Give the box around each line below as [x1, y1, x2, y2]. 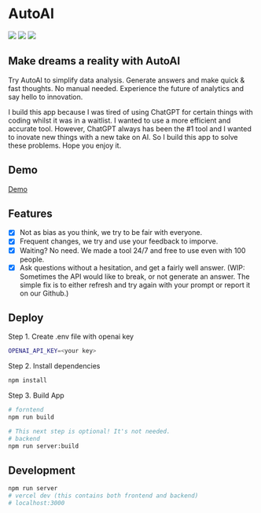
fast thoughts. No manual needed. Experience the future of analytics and [8, 83, 244, 93]
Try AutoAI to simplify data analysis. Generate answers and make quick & [8, 75, 245, 85]
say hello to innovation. [8, 92, 83, 101]
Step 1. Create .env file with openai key [8, 332, 134, 342]
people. [19, 255, 45, 264]
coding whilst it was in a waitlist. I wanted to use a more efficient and [8, 115, 231, 125]
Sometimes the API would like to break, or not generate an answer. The [19, 272, 250, 281]
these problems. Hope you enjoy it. [8, 141, 122, 150]
